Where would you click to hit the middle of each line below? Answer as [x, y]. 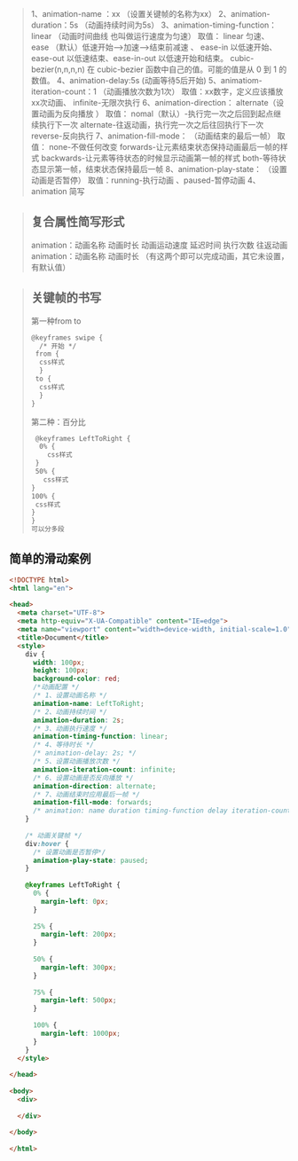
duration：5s [55, 25]
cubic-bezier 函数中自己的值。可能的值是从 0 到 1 [187, 69]
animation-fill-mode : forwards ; [92, 803]
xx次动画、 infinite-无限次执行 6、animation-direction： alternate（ [153, 102]
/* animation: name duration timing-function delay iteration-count [162, 811]
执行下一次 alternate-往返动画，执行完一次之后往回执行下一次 [151, 125]
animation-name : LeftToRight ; [88, 703]
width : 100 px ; [59, 663]
